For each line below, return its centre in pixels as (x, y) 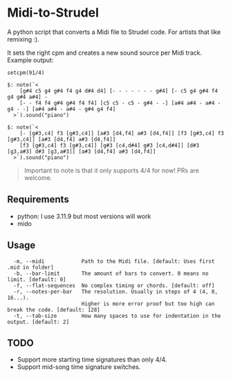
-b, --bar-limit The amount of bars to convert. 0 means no (111, 273)
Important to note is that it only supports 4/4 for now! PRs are (111, 170)
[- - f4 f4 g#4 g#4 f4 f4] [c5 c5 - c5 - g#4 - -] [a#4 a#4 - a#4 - (120, 103)
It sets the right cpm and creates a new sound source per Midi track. (105, 53)
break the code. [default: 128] (54, 309)
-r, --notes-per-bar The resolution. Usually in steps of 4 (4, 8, (115, 291)
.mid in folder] (30, 267)
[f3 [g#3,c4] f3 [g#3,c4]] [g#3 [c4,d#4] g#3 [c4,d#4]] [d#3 (109, 145)
